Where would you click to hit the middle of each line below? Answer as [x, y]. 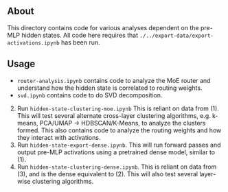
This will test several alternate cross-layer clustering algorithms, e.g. [114, 115]
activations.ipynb [33, 43]
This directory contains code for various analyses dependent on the [103, 27]
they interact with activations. [59, 137]
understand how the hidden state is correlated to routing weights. [110, 88]
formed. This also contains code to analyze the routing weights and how [119, 130]
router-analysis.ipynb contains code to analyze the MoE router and [114, 80]
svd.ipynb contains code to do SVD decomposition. [90, 95]
